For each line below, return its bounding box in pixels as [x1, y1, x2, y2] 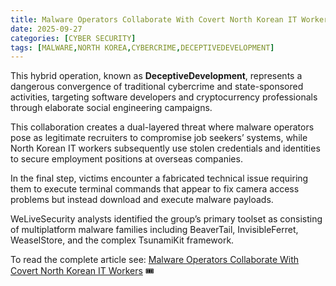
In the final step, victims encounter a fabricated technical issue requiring [10, 172, 309, 185]
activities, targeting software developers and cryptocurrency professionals [10, 91, 318, 103]
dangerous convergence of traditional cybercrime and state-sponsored [10, 81, 304, 93]
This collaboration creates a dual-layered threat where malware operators [10, 121, 315, 133]
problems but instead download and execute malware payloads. [10, 194, 274, 206]
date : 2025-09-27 [10, 24, 83, 34]
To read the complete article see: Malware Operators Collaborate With [10, 254, 300, 266]
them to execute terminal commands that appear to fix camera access [10, 183, 300, 195]
